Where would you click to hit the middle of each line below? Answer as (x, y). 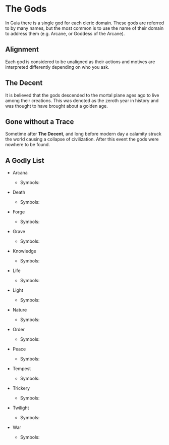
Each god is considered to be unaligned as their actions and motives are (80, 62)
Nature (20, 310)
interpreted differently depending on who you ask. (57, 67)
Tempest (22, 369)
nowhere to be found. (28, 145)
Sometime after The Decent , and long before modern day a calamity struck (83, 134)
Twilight (21, 408)
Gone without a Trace (40, 122)
